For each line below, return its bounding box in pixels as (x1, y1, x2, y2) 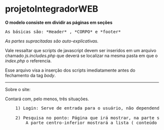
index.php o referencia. (5, 57, 52, 64)
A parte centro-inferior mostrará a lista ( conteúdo (25, 120, 157, 125)
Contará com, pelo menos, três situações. (5, 96, 89, 102)
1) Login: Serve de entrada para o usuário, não (15, 105, 134, 111)
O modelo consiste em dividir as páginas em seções (5, 19, 113, 25)
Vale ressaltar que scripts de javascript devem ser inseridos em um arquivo (5, 47, 157, 53)
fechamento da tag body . (5, 72, 56, 78)
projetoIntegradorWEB (5, 3, 99, 15)
